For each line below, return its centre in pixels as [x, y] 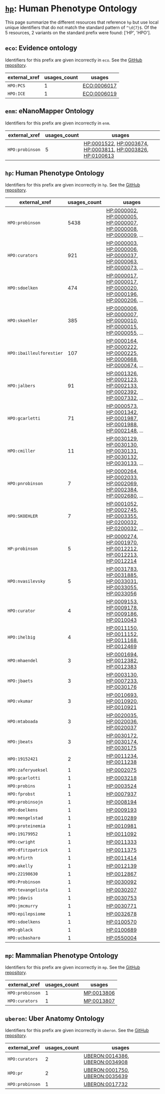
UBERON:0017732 [106, 1084]
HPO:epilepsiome [27, 914]
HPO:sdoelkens [24, 922]
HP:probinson [23, 549]
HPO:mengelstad [25, 818]
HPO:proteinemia [27, 826]
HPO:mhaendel [23, 661]
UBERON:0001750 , [106, 1070]
